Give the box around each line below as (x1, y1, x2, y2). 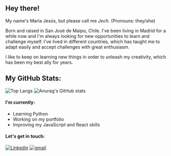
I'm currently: (5, 99, 35, 105)
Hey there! (5, 4, 40, 13)
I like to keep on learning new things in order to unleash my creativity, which (5, 54, 166, 60)
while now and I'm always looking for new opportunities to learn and (5, 33, 150, 39)
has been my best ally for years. (5, 59, 73, 65)
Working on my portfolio (12, 116, 64, 122)
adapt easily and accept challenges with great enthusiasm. (5, 43, 130, 50)
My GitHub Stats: (5, 74, 62, 83)
